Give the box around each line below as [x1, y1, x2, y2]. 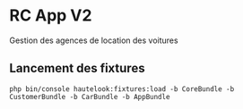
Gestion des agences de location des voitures [9, 35, 178, 46]
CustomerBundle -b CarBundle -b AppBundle [9, 92, 170, 101]
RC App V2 [9, 5, 92, 26]
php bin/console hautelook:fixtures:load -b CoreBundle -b [9, 84, 235, 94]
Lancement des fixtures [9, 61, 145, 76]
